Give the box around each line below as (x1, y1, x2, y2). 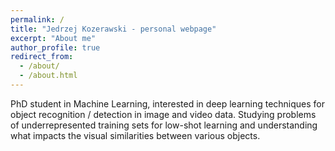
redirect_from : (10, 52, 74, 62)
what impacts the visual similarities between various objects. (10, 129, 261, 141)
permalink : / (10, 14, 65, 25)
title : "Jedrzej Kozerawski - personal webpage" (10, 24, 217, 34)
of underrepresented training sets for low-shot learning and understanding (10, 119, 318, 131)
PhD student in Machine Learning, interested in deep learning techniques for (10, 97, 326, 110)
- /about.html (19, 71, 78, 81)
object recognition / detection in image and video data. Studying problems (10, 108, 317, 120)
